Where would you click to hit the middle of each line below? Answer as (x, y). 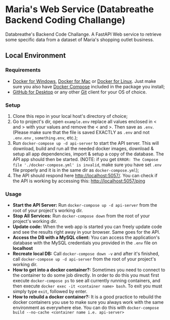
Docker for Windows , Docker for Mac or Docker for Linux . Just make (84, 81)
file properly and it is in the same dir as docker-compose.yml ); (76, 170)
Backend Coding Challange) (65, 20)
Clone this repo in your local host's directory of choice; (70, 116)
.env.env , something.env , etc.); (45, 138)
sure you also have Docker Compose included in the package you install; (89, 86)
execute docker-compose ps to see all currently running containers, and (87, 281)
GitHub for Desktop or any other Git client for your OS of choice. (80, 92)
